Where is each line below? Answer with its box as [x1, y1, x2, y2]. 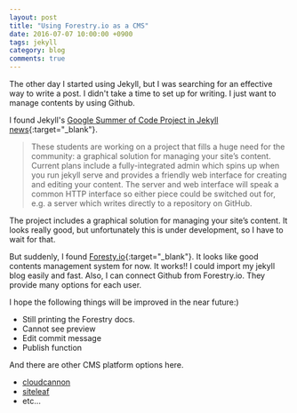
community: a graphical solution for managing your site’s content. [30, 151, 271, 161]
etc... [21, 396, 42, 406]
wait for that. [9, 234, 56, 244]
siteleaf [21, 386, 50, 396]
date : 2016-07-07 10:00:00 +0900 [9, 29, 133, 38]
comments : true [9, 54, 66, 63]
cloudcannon [21, 377, 71, 387]
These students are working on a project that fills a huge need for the [30, 141, 285, 152]
